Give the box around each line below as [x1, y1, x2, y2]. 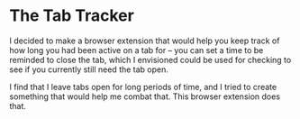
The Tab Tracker [9, 5, 135, 26]
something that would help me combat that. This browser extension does [9, 91, 281, 102]
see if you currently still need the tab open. [9, 64, 169, 75]
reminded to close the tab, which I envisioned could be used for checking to [9, 54, 292, 65]
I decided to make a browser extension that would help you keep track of [9, 35, 280, 46]
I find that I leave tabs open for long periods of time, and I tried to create [9, 81, 277, 92]
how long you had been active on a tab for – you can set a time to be [9, 44, 264, 55]
